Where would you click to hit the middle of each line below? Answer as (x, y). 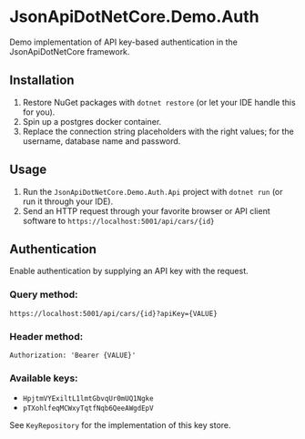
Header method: (46, 336)
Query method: (44, 295)
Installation (42, 81)
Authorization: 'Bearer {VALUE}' (73, 355)
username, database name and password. (102, 141)
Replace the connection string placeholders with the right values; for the (158, 131)
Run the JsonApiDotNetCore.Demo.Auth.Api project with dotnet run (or (152, 191)
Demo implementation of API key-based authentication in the (124, 42)
